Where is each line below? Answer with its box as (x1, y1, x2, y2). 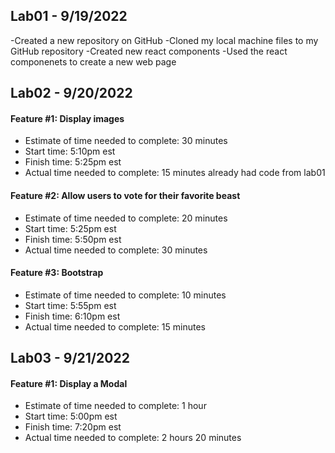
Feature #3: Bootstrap (10, 267, 104, 279)
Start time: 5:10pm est (24, 145, 116, 158)
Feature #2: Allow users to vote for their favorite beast (10, 190, 241, 201)
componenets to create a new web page (10, 55, 177, 68)
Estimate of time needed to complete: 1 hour (24, 400, 207, 412)
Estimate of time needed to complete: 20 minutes (24, 212, 228, 224)
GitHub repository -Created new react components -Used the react (10, 45, 288, 57)
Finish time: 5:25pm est (24, 156, 122, 168)
